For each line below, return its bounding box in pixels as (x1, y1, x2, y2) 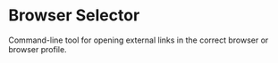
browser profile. (8, 43, 68, 54)
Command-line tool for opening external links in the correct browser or (8, 35, 269, 45)
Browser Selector (8, 5, 140, 26)
